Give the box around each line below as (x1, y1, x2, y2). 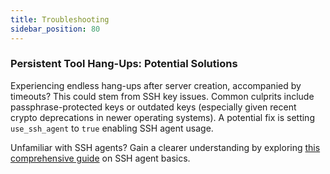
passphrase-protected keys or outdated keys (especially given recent (10, 101, 297, 113)
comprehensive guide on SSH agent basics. (10, 152, 191, 164)
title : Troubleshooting (10, 14, 110, 25)
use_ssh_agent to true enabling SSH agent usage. (10, 122, 214, 134)
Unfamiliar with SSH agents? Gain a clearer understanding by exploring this (10, 141, 321, 153)
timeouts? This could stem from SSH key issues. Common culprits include (10, 90, 315, 102)
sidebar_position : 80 (10, 24, 101, 34)
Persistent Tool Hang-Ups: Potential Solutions (10, 57, 238, 71)
